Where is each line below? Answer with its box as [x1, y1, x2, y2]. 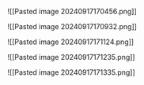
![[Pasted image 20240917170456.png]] [7, 7, 138, 16]
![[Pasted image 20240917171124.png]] [7, 37, 135, 46]
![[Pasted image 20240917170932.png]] [7, 22, 138, 31]
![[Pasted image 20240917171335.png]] [7, 68, 135, 77]
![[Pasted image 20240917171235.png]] [7, 53, 135, 61]
